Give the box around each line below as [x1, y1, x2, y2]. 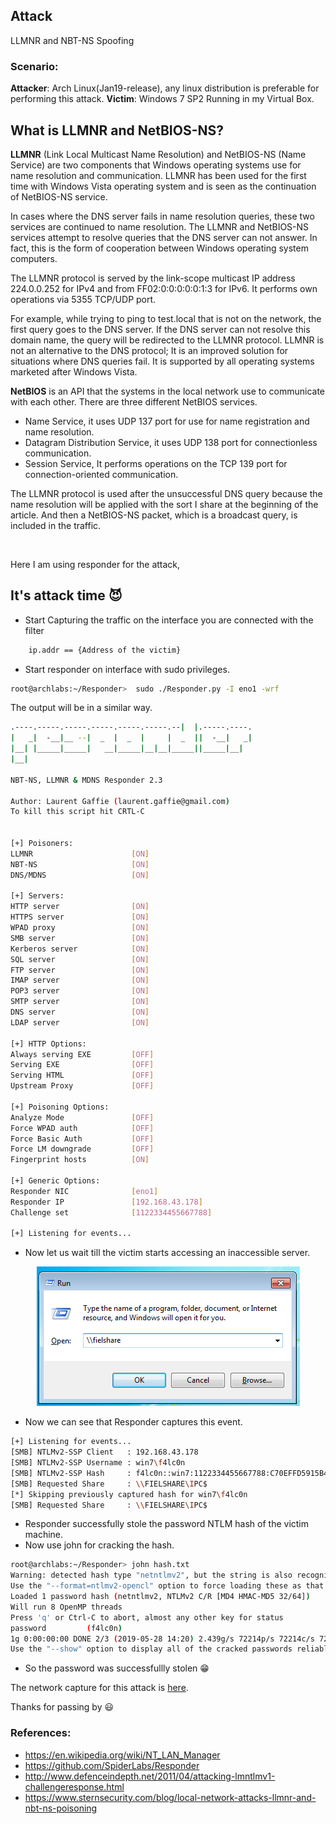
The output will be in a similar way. [10, 702, 153, 714]
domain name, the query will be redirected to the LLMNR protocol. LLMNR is [10, 334, 325, 346]
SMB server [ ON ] [10, 933, 150, 943]
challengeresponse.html [24, 1780, 125, 1793]
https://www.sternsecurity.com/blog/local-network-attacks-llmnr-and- [24, 1791, 317, 1803]
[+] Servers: [10, 891, 65, 901]
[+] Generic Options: [10, 1176, 101, 1186]
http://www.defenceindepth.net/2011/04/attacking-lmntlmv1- [24, 1770, 276, 1782]
